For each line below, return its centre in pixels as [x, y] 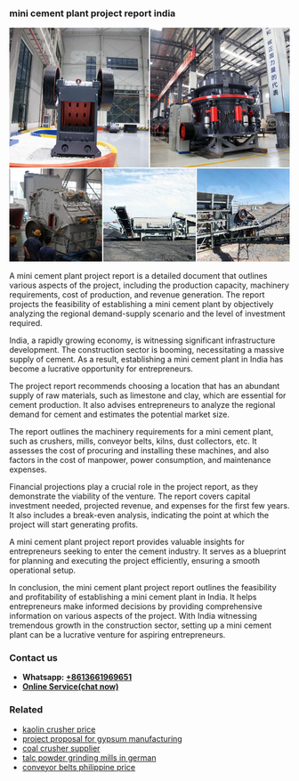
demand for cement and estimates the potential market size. [119, 414]
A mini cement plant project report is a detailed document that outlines [138, 275]
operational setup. [43, 570]
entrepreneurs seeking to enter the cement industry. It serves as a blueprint [148, 551]
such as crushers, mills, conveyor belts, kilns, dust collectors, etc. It [133, 441]
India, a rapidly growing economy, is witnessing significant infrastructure [142, 340]
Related [26, 710]
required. [26, 322]
